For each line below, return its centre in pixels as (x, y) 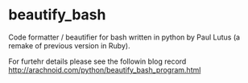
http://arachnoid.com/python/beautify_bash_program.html (105, 69)
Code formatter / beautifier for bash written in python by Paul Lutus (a (124, 37)
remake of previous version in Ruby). (69, 45)
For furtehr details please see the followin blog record (97, 61)
